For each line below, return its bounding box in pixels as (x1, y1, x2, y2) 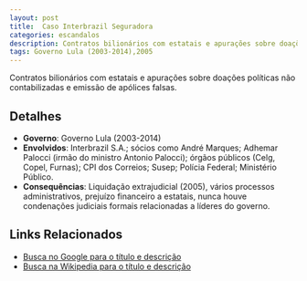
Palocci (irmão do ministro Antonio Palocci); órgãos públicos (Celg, (22, 151, 276, 162)
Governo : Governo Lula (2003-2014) (22, 132, 162, 143)
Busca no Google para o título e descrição (22, 251, 182, 262)
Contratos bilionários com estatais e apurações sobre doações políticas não (9, 72, 296, 83)
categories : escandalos (9, 30, 101, 39)
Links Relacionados (9, 227, 123, 243)
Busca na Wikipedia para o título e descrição (22, 261, 192, 272)
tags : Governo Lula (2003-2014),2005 (9, 47, 153, 57)
